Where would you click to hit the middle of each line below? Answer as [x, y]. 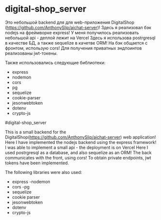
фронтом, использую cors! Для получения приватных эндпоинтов [73, 48]
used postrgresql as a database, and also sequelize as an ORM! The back [78, 152]
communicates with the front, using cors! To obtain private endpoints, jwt [78, 157]
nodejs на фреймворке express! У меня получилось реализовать [72, 32]
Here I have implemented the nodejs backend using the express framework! [81, 142]
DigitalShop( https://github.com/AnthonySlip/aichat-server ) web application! [80, 137]
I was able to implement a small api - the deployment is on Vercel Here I [77, 147]
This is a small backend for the [36, 132]
